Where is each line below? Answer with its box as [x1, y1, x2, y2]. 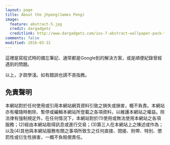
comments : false [5, 36, 39, 41]
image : [5, 17, 19, 22]
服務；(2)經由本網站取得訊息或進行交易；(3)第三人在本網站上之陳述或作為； [5, 121, 163, 127]
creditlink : [10, 31, 35, 36]
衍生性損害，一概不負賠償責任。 [18, 134, 85, 140]
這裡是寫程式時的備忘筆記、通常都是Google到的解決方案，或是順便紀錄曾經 [5, 55, 162, 61]
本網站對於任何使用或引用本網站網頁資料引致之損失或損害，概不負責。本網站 [5, 102, 165, 109]
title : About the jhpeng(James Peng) [5, 12, 85, 17]
